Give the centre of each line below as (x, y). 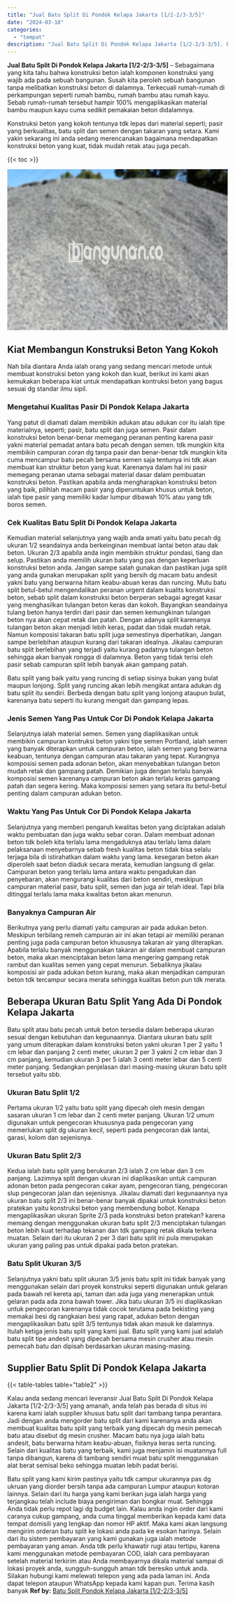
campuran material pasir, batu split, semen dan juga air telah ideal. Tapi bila (116, 887)
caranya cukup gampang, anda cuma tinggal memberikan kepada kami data (116, 1516)
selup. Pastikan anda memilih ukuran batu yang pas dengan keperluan (108, 560)
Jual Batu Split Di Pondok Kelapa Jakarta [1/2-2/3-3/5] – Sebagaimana (111, 65)
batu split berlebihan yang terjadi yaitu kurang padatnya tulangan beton (110, 649)
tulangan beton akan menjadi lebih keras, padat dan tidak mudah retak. (109, 627)
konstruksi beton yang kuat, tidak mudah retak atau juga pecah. (99, 146)
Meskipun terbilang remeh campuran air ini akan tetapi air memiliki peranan (116, 935)
